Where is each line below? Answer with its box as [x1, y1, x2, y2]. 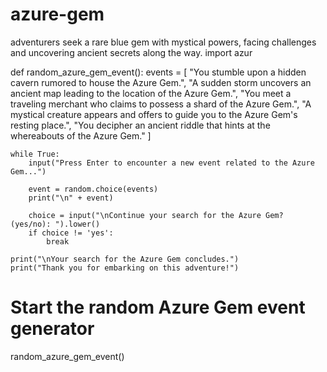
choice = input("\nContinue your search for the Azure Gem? [28, 210, 284, 220]
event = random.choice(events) [28, 184, 159, 194]
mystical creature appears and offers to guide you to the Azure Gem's [10, 108, 298, 120]
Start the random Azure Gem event [10, 296, 306, 319]
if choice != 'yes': [28, 228, 114, 238]
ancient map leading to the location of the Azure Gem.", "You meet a [10, 87, 292, 99]
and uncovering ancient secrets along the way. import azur [10, 46, 253, 58]
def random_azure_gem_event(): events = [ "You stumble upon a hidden [10, 66, 307, 78]
